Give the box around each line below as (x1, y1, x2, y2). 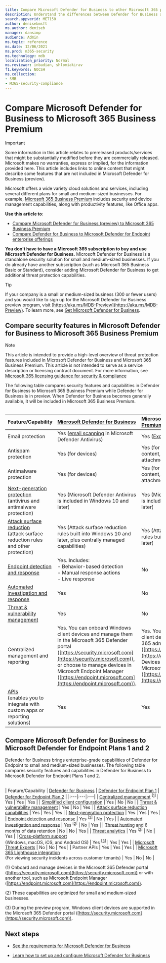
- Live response (57, 575, 95, 582)
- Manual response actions (57, 569, 121, 576)
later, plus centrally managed (57, 536, 125, 543)
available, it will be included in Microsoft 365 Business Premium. (5, 398, 136, 404)
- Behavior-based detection (57, 563, 124, 570)
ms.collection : (5, 72, 37, 77)
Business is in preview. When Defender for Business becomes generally (5, 393, 152, 399)
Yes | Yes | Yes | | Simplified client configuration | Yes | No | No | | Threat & (5, 799, 157, 805)
